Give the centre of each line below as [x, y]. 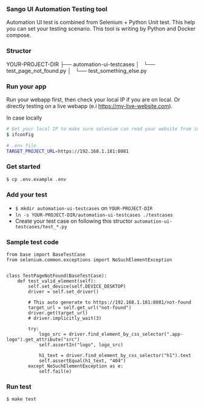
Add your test [27, 195]
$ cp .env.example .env [36, 179]
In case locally [24, 118]
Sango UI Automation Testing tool [57, 9]
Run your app [26, 86]
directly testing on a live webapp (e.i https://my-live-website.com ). [90, 106]
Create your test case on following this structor [74, 221]
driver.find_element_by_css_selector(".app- [126, 335]
